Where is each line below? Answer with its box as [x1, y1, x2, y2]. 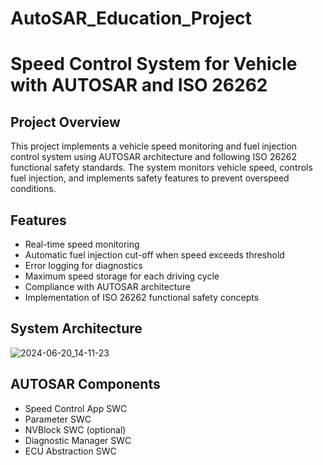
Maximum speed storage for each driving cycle [24, 270, 220, 282]
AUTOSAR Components [10, 376, 161, 393]
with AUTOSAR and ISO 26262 [10, 74, 268, 97]
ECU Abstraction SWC [24, 445, 117, 457]
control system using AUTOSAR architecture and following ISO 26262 [10, 151, 297, 163]
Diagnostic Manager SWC [24, 434, 132, 446]
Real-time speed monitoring [24, 238, 140, 250]
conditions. [10, 183, 57, 195]
